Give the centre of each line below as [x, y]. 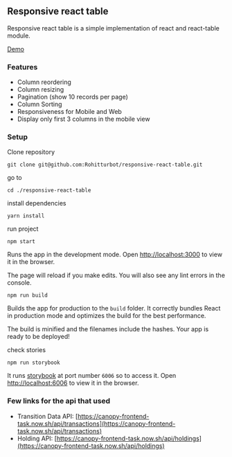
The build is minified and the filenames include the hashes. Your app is [108, 329]
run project [23, 229]
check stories [27, 350]
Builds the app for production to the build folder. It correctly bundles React [114, 308]
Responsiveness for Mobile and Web [70, 112]
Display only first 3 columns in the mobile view [83, 119]
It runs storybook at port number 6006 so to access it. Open [92, 376]
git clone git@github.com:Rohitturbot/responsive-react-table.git [105, 165]
